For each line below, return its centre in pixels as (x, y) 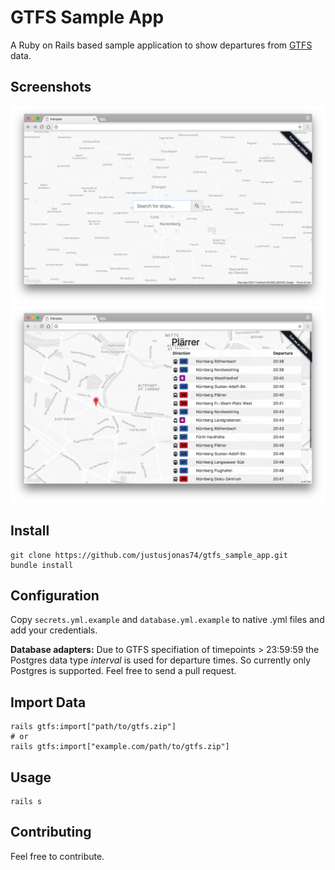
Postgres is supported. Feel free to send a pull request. (123, 671)
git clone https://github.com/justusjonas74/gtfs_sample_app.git (149, 555)
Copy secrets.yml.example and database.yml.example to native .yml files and (167, 620)
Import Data (48, 702)
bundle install (42, 565)
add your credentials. (54, 630)
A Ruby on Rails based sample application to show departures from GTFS (161, 45)
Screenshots (51, 87)
